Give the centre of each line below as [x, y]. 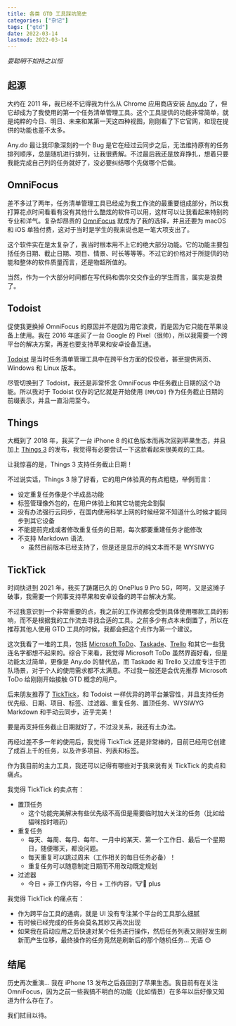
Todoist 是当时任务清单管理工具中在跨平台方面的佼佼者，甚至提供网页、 [111, 359]
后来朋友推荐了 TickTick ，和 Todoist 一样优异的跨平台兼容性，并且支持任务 [116, 694]
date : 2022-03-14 [33, 33]
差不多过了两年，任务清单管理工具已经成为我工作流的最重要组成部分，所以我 [118, 203]
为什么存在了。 [35, 1000]
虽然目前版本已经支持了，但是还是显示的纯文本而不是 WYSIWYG [121, 548]
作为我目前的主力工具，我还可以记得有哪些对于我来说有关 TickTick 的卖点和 [117, 766]
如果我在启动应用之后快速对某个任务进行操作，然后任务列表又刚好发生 [119, 932]
